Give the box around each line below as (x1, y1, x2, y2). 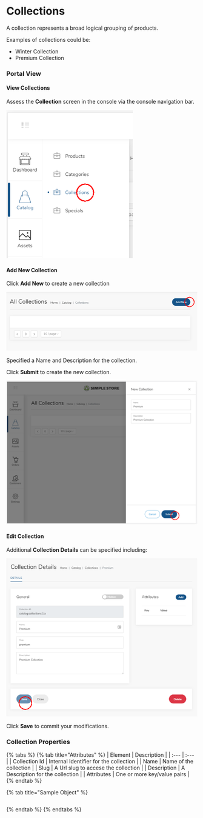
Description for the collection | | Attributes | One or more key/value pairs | (6, 771, 190, 778)
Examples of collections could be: (6, 36, 91, 43)
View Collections (6, 84, 50, 92)
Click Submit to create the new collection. (6, 369, 111, 376)
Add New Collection (6, 266, 58, 273)
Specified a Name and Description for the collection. (6, 357, 138, 364)
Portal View (6, 69, 41, 78)
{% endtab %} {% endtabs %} (6, 806, 82, 813)
